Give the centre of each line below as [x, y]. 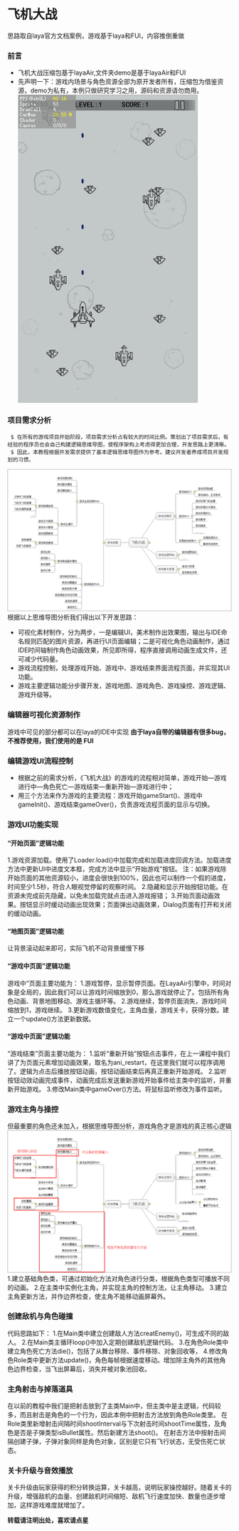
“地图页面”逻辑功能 [36, 931]
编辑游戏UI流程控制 [40, 761]
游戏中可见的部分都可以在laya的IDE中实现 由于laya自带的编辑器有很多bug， [118, 732]
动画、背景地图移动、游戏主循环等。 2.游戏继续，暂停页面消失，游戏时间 [120, 1001]
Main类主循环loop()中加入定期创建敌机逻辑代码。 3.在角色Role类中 [131, 1342]
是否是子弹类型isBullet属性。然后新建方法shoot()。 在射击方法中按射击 [116, 1433]
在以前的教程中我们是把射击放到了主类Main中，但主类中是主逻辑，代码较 [115, 1406]
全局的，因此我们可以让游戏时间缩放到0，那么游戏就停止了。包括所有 [121, 992]
